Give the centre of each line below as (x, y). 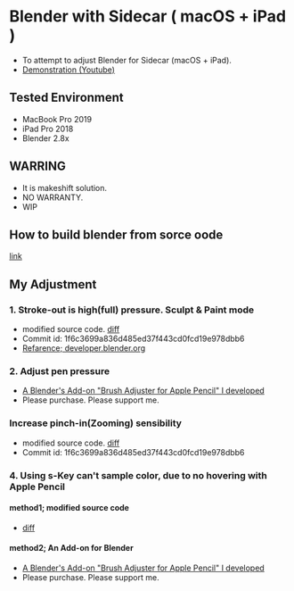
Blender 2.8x (45, 138)
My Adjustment (53, 284)
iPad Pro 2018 (48, 129)
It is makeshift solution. (65, 187)
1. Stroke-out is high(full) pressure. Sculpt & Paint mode (132, 310)
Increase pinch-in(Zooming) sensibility (96, 423)
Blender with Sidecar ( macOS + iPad (148, 17)
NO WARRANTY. (53, 197)
